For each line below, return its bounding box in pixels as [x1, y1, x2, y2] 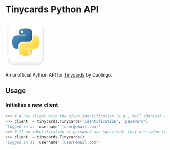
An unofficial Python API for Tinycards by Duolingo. [5, 72, 112, 78]
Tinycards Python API [5, 4, 99, 15]
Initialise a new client [5, 102, 58, 109]
